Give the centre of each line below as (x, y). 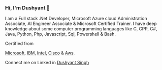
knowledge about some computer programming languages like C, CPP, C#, (81, 29)
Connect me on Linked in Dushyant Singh (47, 63)
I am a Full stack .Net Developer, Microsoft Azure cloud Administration (76, 19)
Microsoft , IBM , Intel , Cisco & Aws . (40, 53)
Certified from (19, 44)
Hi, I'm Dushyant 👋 (28, 8)
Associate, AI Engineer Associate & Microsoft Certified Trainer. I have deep (81, 23)
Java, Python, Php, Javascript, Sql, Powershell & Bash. (60, 34)
